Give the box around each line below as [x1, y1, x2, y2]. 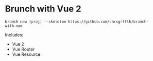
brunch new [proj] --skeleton [5, 19, 67, 24]
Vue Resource [12, 51, 41, 57]
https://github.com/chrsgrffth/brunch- [68, 19, 149, 24]
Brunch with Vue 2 [5, 3, 82, 14]
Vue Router [12, 46, 35, 52]
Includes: [5, 32, 23, 37]
